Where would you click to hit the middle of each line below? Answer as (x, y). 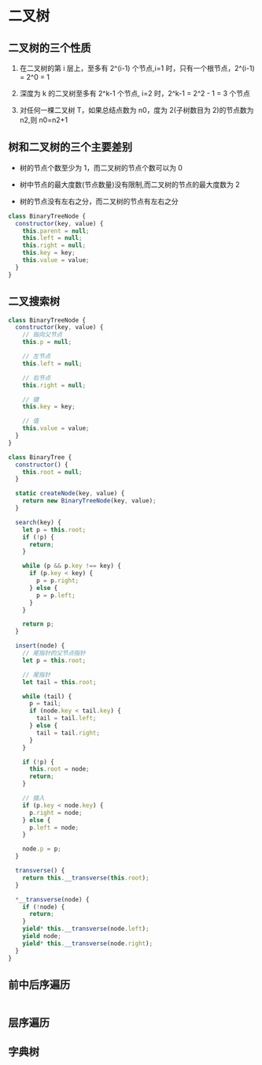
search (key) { (38, 522)
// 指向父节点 (42, 335)
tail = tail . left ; (66, 719)
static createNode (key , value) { (70, 494)
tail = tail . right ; (68, 733)
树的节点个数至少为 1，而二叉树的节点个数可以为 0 (101, 167)
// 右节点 (37, 378)
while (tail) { (47, 696)
